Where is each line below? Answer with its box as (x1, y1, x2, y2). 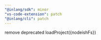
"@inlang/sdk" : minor (4, 7, 49, 12)
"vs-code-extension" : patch (4, 12, 62, 17)
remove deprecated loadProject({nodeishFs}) (4, 30, 97, 36)
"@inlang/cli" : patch (4, 16, 49, 21)
